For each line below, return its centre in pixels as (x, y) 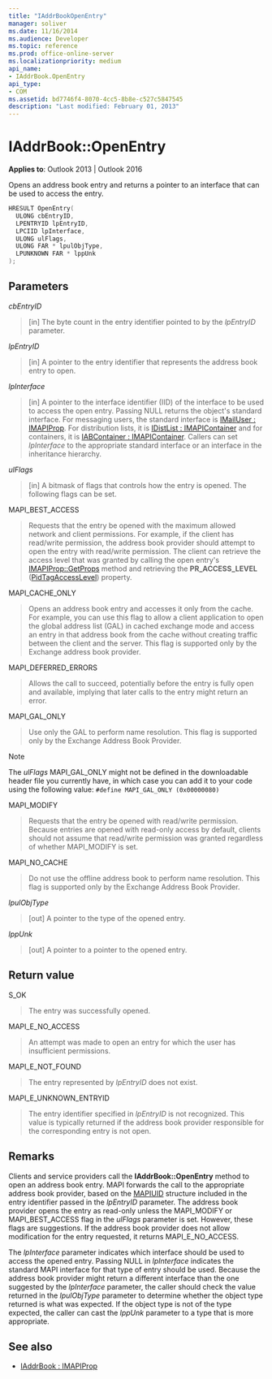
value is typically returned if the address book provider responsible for (146, 1122)
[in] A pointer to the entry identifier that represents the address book (143, 361)
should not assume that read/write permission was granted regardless (146, 838)
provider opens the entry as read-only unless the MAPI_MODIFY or (121, 1210)
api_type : (25, 84)
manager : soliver (38, 24)
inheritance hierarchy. (65, 454)
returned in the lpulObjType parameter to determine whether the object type (136, 1295)
